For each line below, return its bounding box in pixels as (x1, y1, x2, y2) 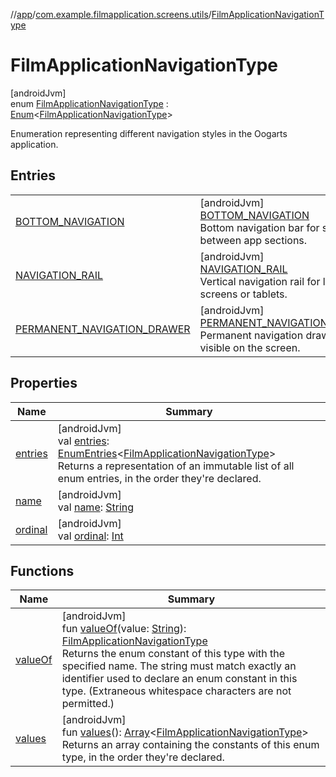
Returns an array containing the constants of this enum (61, 738, 320, 752)
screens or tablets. (199, 287, 288, 301)
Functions (10, 562, 75, 579)
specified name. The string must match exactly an (61, 659, 297, 673)
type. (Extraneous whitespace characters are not (61, 684, 292, 698)
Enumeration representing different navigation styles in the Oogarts (10, 127, 288, 139)
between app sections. (199, 233, 308, 247)
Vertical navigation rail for (199, 274, 321, 288)
